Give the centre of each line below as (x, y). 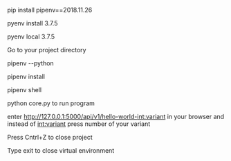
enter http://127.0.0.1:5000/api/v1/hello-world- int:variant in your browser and (116, 117)
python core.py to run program (51, 103)
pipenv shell (25, 90)
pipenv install (26, 76)
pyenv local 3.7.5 (31, 36)
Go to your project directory (47, 50)
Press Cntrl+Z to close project (50, 137)
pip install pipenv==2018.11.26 (50, 10)
